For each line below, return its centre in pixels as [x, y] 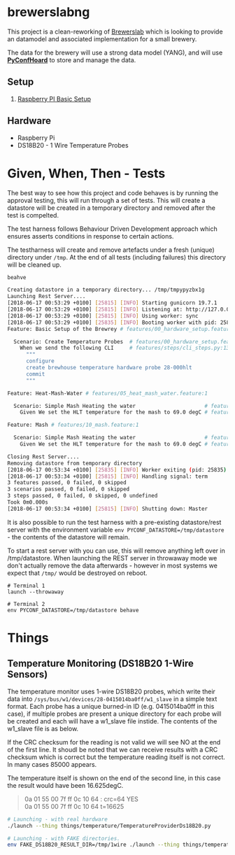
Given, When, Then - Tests [86, 173]
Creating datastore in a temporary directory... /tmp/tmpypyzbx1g [106, 290]
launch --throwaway [36, 592]
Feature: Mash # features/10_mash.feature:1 [73, 425]
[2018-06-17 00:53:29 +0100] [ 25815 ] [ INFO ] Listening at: [95, 309]
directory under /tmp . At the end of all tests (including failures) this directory [116, 257]
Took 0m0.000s [28, 502]
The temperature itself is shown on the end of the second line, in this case [114, 778]
